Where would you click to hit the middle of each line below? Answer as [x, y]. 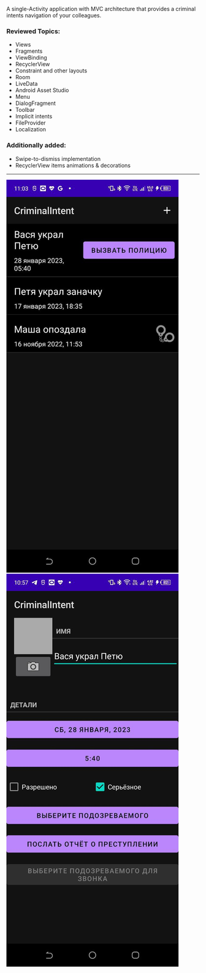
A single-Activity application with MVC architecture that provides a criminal [101, 9]
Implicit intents [34, 117]
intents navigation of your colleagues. [54, 15]
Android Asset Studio [42, 90]
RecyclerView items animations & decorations [73, 165]
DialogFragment [36, 103]
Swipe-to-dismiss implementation [58, 158]
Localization [31, 130]
